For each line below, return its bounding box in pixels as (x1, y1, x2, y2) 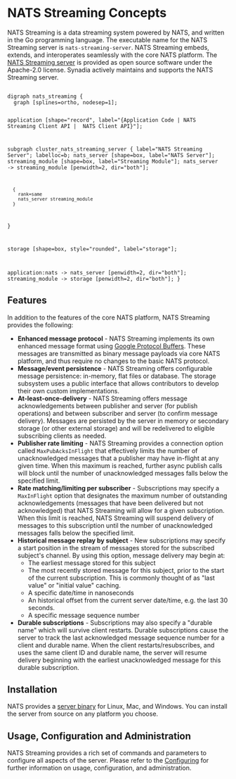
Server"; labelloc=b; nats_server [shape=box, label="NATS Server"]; (7, 151, 216, 159)
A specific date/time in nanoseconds (27, 588, 135, 597)
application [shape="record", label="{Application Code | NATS (7, 116, 197, 124)
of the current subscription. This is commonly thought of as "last (27, 574, 216, 582)
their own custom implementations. (17, 386, 119, 395)
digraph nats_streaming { (7, 93, 83, 100)
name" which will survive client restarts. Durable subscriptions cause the (17, 626, 229, 634)
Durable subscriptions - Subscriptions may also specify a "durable (17, 618, 213, 627)
